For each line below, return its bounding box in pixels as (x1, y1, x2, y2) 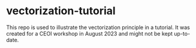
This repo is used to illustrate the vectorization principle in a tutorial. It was (6, 24, 190, 31)
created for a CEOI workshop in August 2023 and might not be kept (6, 30, 173, 37)
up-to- (173, 30, 191, 37)
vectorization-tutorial (6, 4, 116, 18)
